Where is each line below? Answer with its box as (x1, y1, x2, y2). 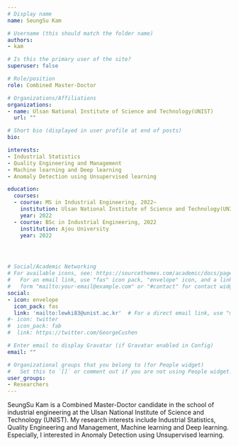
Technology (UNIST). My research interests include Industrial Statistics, (7, 416, 216, 424)
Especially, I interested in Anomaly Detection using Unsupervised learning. (7, 430, 225, 440)
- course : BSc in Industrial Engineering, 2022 (13, 218, 157, 225)
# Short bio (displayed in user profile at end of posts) (7, 127, 182, 135)
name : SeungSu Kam (7, 17, 62, 24)
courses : (13, 192, 40, 199)
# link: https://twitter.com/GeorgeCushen (7, 329, 138, 337)
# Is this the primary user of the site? (7, 56, 132, 63)
